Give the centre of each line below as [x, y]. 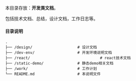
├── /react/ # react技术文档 [68, 58]
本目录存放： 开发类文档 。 [32, 8]
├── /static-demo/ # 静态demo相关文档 [59, 63]
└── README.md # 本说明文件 [53, 74]
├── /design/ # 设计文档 [51, 47]
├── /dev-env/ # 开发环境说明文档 [59, 53]
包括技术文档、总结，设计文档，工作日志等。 [52, 19]
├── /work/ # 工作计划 [51, 69]
